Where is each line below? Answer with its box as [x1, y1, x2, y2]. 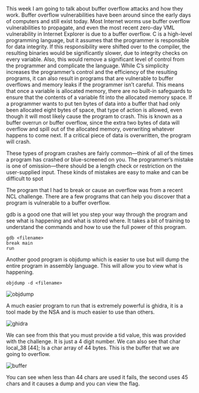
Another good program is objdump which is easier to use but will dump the [6, 256, 189, 263]
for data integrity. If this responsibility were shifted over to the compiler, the [6, 43, 191, 50]
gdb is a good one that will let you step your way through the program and [6, 211, 188, 218]
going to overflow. [6, 351, 50, 357]
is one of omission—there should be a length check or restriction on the [6, 162, 182, 169]
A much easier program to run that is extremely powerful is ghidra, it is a [6, 302, 183, 309]
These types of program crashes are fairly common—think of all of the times [6, 150, 194, 157]
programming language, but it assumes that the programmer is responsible [6, 37, 189, 44]
